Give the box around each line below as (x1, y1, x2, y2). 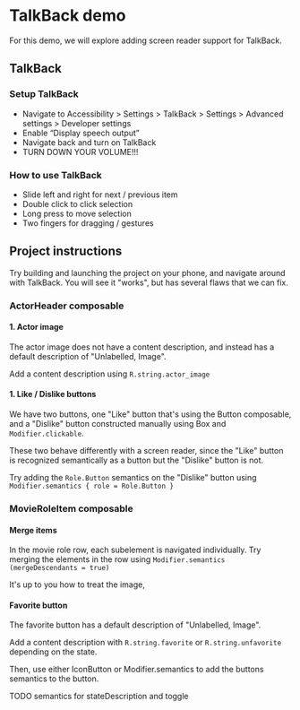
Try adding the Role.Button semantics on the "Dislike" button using (9, 472, 257, 483)
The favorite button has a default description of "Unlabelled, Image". (9, 619, 261, 630)
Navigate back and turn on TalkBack (21, 136, 157, 148)
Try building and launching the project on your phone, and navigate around (9, 267, 286, 278)
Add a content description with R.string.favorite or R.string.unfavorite (9, 637, 282, 648)
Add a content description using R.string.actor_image (9, 368, 210, 379)
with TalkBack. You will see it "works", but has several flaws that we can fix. (9, 277, 288, 288)
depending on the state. (9, 646, 98, 657)
